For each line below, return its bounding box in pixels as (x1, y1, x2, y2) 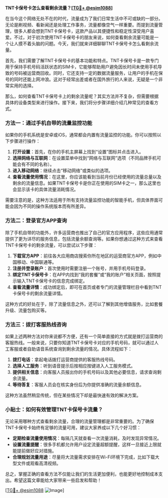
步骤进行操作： (9, 138, 40, 144)
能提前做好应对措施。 (12, 448, 56, 454)
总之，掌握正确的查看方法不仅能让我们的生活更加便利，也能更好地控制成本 (5, 471, 158, 477)
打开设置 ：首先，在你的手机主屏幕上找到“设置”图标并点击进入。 (12, 149, 144, 155)
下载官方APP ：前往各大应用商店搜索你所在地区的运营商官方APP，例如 (12, 253, 157, 259)
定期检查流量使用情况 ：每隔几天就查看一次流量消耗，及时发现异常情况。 (12, 435, 161, 441)
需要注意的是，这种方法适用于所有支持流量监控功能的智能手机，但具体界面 (5, 197, 158, 203)
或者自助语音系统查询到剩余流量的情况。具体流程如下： (18, 346, 132, 352)
